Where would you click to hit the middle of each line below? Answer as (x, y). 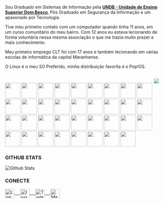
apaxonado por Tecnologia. (32, 17)
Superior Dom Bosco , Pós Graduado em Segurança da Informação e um (78, 12)
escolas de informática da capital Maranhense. (52, 57)
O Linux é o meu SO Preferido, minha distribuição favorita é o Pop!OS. (75, 66)
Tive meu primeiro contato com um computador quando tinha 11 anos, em (79, 27)
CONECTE (18, 181)
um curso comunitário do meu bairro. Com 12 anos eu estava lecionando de (81, 32)
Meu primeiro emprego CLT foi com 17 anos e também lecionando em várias (82, 52)
